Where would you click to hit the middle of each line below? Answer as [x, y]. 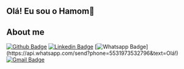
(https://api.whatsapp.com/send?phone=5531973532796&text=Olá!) [92, 53]
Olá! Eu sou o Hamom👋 [50, 11]
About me [25, 32]
